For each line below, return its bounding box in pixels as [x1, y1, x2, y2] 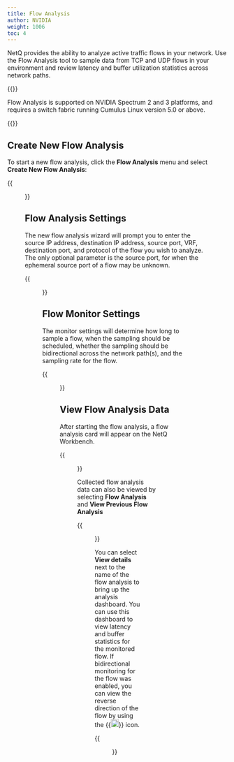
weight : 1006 [7, 23, 45, 30]
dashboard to [94, 615, 133, 623]
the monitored [94, 644, 135, 653]
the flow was [94, 674, 131, 682]
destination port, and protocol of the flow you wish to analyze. [24, 246, 204, 254]
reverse [94, 696, 117, 705]
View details [94, 555, 131, 564]
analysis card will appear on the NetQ [59, 430, 168, 438]
